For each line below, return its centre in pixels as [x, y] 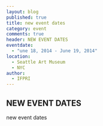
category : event [26, 28]
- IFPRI [21, 79]
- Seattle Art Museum [39, 62]
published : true [26, 17]
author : [16, 73]
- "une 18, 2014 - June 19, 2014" [54, 51]
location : [19, 56]
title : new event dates [36, 23]
